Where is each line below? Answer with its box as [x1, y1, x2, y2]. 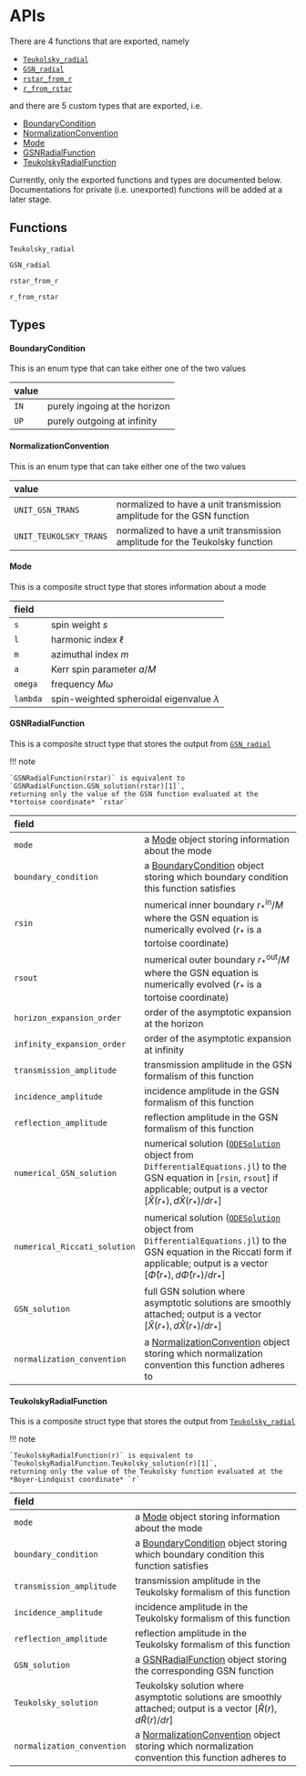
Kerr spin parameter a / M [51, 663, 157, 676]
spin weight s [51, 618, 108, 631]
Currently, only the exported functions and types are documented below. [9, 174, 282, 185]
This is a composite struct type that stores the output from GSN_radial [9, 738, 271, 749]
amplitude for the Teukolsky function [116, 535, 273, 548]
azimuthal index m [51, 647, 129, 660]
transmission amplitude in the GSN [144, 1058, 292, 1071]
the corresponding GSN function [135, 1665, 275, 1677]
